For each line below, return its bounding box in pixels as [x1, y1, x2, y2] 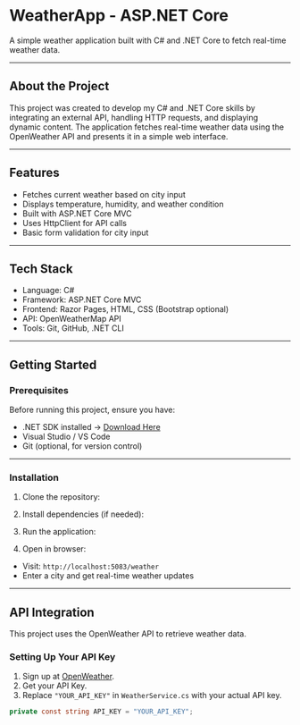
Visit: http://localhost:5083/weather [21, 561, 159, 572]
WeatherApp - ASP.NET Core [9, 5, 229, 26]
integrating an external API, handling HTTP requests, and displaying [9, 112, 259, 122]
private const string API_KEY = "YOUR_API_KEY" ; [9, 707, 194, 716]
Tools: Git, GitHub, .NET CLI [21, 323, 125, 333]
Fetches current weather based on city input [21, 189, 186, 199]
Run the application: [21, 527, 96, 537]
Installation [9, 471, 60, 484]
